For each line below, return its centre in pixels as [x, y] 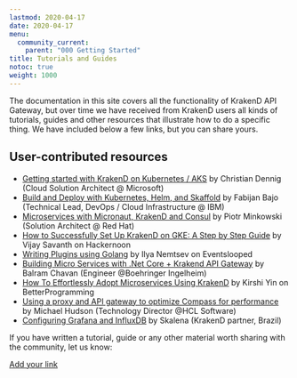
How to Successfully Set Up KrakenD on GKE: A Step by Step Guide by [152, 235]
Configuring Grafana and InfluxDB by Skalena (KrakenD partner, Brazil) [152, 320]
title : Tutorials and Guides [63, 59]
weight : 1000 [33, 76]
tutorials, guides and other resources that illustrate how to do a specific [140, 119]
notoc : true [31, 68]
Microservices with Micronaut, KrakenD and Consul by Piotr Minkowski [152, 216]
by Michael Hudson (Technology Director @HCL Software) [129, 310]
